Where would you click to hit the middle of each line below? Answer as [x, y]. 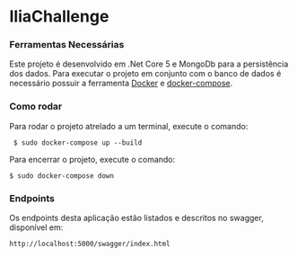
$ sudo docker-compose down [62, 176]
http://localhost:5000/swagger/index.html [90, 244]
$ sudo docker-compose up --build [78, 142]
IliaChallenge [59, 17]
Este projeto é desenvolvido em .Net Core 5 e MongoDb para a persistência [149, 64]
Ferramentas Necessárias [67, 45]
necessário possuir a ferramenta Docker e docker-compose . [121, 84]
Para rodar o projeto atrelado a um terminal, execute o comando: [129, 126]
